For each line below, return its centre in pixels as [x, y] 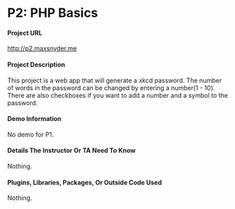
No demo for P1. [31, 134]
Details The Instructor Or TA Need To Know [71, 151]
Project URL [25, 32]
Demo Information [34, 119]
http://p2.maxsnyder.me [42, 49]
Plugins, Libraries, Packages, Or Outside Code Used [85, 182]
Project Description [36, 64]
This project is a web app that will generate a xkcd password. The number [115, 80]
